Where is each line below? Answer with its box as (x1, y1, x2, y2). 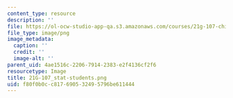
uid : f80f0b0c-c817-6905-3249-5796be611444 (7, 81, 135, 88)
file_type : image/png (7, 29, 70, 37)
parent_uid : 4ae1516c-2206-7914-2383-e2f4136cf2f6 (7, 61, 157, 68)
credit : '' (13, 49, 45, 56)
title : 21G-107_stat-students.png (7, 74, 107, 81)
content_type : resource (7, 10, 76, 17)
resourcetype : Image (7, 68, 67, 75)
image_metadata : (7, 36, 54, 43)
